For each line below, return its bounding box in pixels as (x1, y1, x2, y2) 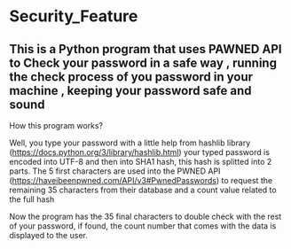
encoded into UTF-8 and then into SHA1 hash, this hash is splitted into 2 (9, 157, 272, 167)
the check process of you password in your (9, 69, 254, 84)
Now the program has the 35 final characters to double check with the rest (9, 211, 282, 222)
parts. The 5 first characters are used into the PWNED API (9, 166, 221, 176)
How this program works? (9, 121, 104, 130)
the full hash (9, 194, 55, 205)
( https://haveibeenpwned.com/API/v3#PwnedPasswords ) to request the (9, 175, 273, 185)
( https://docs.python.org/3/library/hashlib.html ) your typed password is (9, 147, 271, 157)
